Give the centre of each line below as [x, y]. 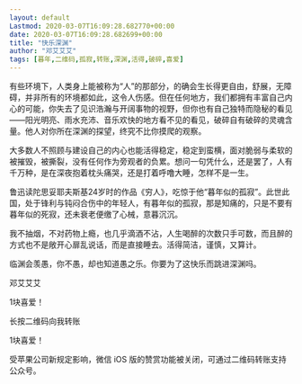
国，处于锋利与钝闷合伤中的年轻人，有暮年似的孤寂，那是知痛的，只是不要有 [151, 203]
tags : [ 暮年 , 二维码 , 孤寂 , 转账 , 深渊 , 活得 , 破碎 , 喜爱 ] [97, 59]
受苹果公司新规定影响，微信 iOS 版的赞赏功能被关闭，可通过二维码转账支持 [148, 359]
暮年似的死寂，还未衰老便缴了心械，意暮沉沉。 [96, 214]
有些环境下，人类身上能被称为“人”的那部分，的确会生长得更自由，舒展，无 [147, 86]
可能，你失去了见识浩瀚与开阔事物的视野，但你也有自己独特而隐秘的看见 [159, 108]
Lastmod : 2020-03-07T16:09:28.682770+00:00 [92, 26]
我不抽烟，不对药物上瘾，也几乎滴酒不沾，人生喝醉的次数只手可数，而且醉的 [151, 233]
